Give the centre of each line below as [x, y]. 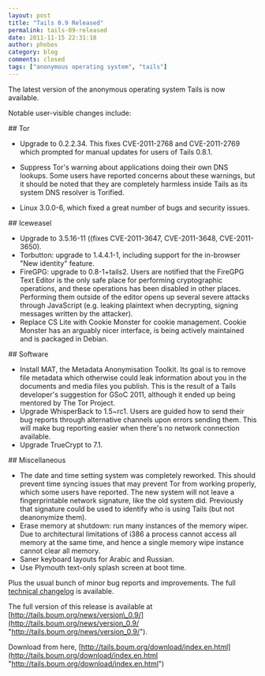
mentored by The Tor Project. [67, 402]
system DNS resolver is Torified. [72, 192]
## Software [28, 354]
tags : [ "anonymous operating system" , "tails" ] [88, 67]
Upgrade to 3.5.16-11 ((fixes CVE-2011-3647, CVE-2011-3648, [119, 238]
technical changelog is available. [61, 591]
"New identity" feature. [57, 263]
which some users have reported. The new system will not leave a [127, 492]
